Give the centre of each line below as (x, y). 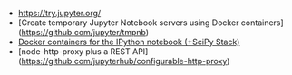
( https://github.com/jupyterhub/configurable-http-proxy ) (124, 61)
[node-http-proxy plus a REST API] (83, 52)
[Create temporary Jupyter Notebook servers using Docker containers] (151, 23)
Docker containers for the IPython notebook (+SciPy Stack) (129, 42)
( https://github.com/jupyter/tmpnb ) (83, 32)
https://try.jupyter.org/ (59, 13)
